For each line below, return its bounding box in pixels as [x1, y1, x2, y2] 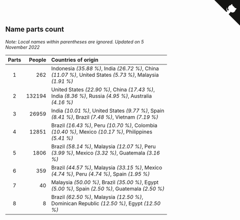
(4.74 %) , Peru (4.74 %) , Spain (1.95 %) [51, 170, 150, 178]
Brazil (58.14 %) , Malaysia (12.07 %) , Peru [51, 143, 156, 150]
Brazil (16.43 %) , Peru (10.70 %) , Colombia [51, 122, 158, 129]
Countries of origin [51, 56, 98, 63]
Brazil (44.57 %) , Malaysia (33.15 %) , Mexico [51, 164, 163, 171]
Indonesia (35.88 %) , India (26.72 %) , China [51, 64, 159, 72]
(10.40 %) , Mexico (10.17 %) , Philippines [51, 128, 153, 135]
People [29, 56, 47, 63]
